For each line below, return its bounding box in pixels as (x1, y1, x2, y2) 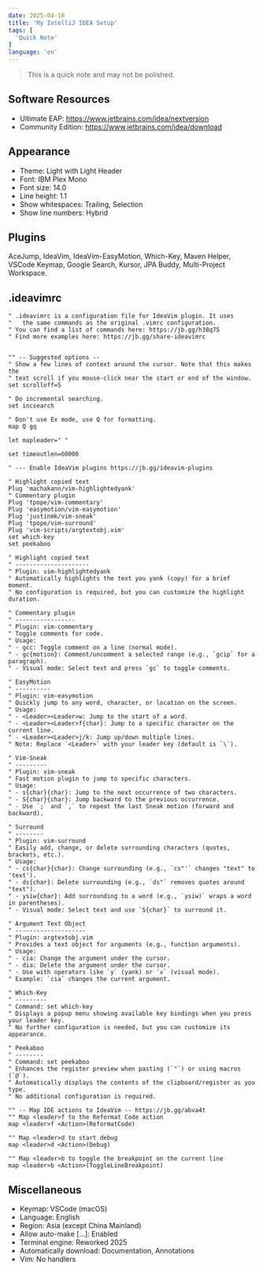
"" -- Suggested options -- (8, 354, 101, 362)
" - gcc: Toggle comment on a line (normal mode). (8, 644, 178, 652)
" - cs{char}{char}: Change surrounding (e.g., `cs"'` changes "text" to (8, 865, 256, 873)
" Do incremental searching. (8, 395, 104, 403)
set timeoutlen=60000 (8, 451, 80, 459)
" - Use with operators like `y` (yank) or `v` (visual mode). (8, 968, 220, 976)
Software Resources (8, 92, 110, 107)
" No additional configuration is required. (8, 1092, 157, 1101)
